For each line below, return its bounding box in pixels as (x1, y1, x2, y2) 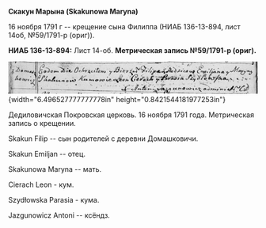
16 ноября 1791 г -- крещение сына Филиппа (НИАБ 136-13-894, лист (8, 22, 241, 31)
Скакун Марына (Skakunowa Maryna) (8, 7, 139, 16)
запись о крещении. (8, 118, 77, 127)
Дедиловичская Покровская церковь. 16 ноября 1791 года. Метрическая (8, 110, 255, 120)
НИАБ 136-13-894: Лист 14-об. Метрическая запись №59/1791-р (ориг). (8, 46, 257, 55)
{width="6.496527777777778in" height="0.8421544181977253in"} (8, 94, 226, 104)
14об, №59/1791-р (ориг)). (8, 31, 95, 40)
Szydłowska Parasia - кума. (8, 195, 100, 204)
